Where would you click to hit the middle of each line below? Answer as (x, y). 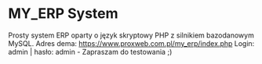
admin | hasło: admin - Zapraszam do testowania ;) (90, 52)
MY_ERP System (64, 14)
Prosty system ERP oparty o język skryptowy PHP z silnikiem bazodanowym (131, 35)
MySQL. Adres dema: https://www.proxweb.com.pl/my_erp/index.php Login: (131, 43)
